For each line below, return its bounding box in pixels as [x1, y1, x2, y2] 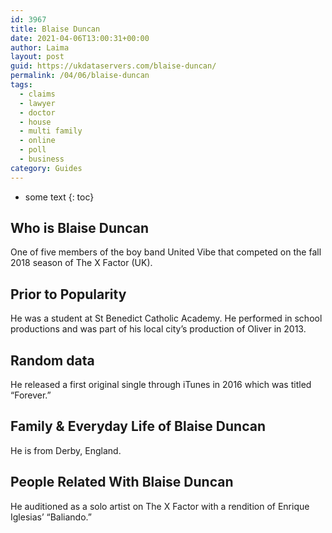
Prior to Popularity [10, 286, 127, 303]
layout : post [10, 52, 65, 62]
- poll [19, 145, 47, 155]
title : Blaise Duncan [10, 24, 101, 34]
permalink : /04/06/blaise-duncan [10, 71, 150, 81]
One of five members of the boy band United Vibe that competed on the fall [10, 246, 322, 258]
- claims [19, 89, 56, 99]
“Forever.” [10, 389, 52, 401]
